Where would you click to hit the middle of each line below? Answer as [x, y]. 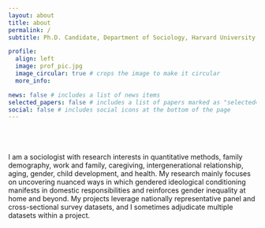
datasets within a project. [49, 215]
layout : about [32, 15]
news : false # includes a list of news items [84, 95]
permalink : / [30, 30]
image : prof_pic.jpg [49, 66]
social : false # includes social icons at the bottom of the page [119, 110]
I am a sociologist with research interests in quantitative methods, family [125, 157]
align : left [35, 59]
